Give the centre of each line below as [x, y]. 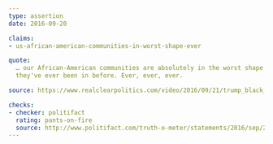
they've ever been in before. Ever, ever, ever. [100, 76]
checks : [22, 105]
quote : [19, 61]
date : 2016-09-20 [38, 24]
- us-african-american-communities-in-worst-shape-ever [105, 46]
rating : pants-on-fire [54, 120]
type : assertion [36, 16]
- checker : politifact [47, 112]
